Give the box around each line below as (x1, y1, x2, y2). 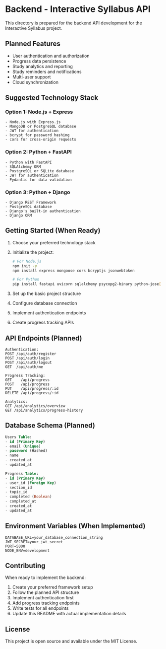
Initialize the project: (12, 249, 54, 255)
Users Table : (5, 434, 32, 439)
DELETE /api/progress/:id (5, 391, 58, 396)
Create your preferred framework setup (12, 584, 93, 590)
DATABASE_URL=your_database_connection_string (5, 535, 103, 540)
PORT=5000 (5, 544, 26, 549)
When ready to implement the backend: (5, 575, 86, 580)
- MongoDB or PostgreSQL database (5, 124, 77, 129)
